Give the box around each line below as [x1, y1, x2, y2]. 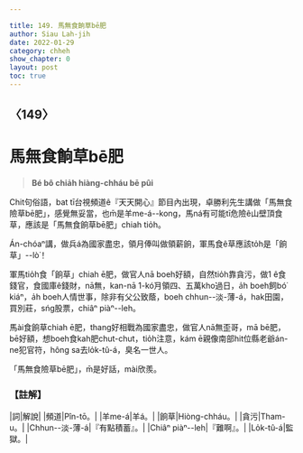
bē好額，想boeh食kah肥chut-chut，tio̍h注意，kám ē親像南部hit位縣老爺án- [9, 333, 289, 344]
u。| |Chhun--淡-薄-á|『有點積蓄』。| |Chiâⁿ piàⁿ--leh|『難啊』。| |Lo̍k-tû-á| [9, 421, 286, 433]
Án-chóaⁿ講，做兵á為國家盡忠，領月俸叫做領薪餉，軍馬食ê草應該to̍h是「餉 [9, 238, 288, 249]
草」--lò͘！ [9, 250, 48, 261]
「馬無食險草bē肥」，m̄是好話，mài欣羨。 [9, 364, 162, 374]
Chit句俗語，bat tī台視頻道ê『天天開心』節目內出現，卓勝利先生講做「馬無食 [9, 197, 293, 208]
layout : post [9, 63, 59, 72]
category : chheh [9, 46, 70, 55]
